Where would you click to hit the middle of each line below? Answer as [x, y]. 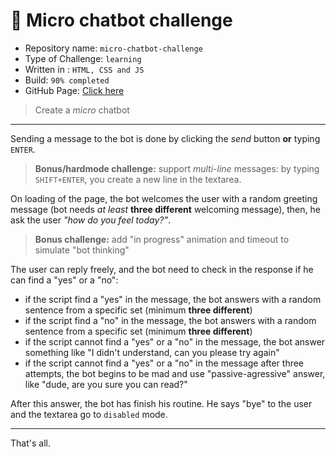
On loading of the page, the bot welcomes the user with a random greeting [164, 198]
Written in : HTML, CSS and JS [84, 69]
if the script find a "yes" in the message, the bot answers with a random [173, 299]
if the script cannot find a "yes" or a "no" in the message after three [164, 363]
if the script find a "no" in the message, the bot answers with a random [170, 320]
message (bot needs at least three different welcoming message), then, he [165, 209]
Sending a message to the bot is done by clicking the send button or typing [165, 138]
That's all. [30, 443]
